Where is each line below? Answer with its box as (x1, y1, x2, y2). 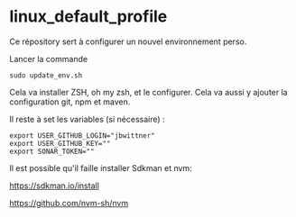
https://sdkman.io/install (9, 180, 99, 191)
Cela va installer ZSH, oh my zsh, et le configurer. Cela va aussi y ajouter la (9, 86, 288, 97)
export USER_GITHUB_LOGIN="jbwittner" (9, 131, 155, 140)
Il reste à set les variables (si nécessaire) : (9, 113, 165, 124)
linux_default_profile (9, 6, 168, 27)
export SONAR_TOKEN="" (9, 147, 95, 156)
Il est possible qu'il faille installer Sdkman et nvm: (9, 162, 192, 173)
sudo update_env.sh (9, 70, 83, 80)
